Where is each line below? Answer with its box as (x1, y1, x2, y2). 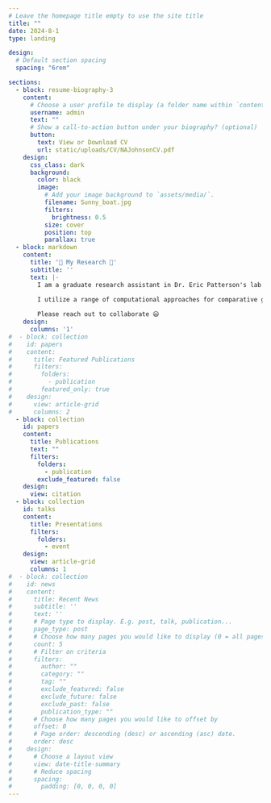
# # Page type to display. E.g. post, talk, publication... (8, 618, 232, 626)
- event (44, 543, 70, 551)
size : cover (44, 221, 85, 229)
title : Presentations (29, 520, 103, 528)
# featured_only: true (8, 385, 110, 393)
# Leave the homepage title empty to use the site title (8, 11, 204, 20)
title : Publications (29, 438, 99, 446)
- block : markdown (15, 243, 78, 252)
